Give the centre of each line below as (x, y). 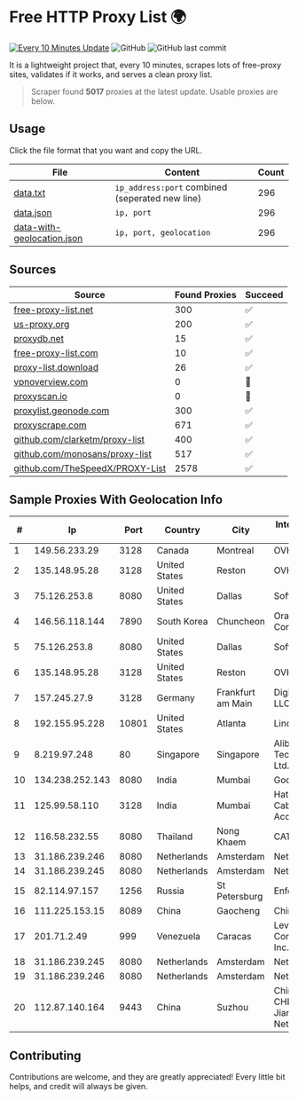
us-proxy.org (42, 324)
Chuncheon (241, 622)
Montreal (235, 551)
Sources (33, 270)
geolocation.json (48, 238)
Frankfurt (236, 693)
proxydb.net (39, 338)
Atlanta (231, 724)
